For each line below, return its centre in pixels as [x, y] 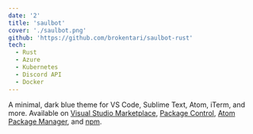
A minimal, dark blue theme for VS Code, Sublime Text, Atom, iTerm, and [127, 105]
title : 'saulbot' [37, 23]
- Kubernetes [37, 67]
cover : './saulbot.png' [48, 30]
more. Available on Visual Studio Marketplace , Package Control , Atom [122, 113]
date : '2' [25, 15]
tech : [17, 45]
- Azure [28, 60]
